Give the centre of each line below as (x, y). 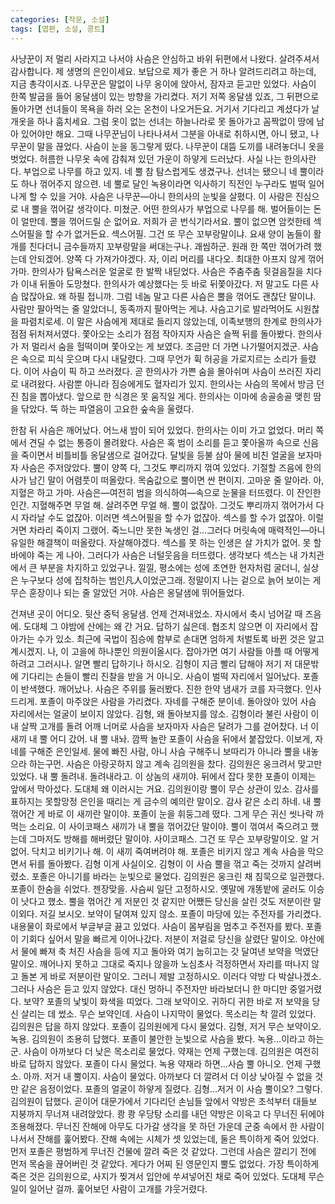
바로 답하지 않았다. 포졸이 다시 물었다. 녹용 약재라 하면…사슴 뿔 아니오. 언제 (156, 1063)
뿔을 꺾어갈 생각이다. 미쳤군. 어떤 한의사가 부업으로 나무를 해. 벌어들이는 (171, 208)
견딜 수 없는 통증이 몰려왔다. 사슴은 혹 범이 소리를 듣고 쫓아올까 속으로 (164, 442)
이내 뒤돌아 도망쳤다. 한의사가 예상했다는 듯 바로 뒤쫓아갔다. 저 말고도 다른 (164, 283)
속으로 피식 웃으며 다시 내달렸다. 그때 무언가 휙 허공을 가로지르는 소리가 (159, 358)
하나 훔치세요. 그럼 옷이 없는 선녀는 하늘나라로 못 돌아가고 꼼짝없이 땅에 (175, 121)
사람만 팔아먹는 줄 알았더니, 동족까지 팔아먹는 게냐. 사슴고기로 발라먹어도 (151, 308)
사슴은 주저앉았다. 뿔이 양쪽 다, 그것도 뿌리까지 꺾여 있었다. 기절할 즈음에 (161, 467)
